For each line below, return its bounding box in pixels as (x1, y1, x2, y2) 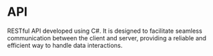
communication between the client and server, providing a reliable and (7, 33, 207, 42)
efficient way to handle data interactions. (7, 41, 123, 49)
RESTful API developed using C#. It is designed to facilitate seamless (7, 27, 203, 35)
